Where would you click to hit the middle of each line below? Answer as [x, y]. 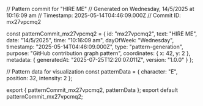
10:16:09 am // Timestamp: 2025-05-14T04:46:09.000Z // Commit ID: [94, 15]
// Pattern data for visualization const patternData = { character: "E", [92, 72]
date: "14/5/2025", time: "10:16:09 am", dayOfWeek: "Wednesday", [90, 40]
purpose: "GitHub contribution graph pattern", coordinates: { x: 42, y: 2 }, [98, 53]
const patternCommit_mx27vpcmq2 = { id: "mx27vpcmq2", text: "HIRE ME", [102, 34]
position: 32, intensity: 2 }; [39, 78]
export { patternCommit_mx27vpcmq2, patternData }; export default [92, 90]
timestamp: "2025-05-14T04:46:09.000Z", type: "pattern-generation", [95, 47]
